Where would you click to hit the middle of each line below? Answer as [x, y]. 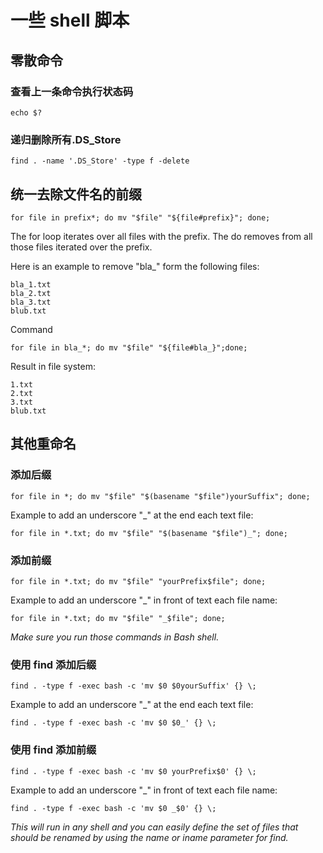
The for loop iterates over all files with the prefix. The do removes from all [161, 236]
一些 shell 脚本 [70, 20]
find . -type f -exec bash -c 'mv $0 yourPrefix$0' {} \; [133, 771]
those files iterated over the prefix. [81, 247]
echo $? [26, 112]
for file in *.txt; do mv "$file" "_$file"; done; [118, 618]
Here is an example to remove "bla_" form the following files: [135, 266]
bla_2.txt [31, 293]
